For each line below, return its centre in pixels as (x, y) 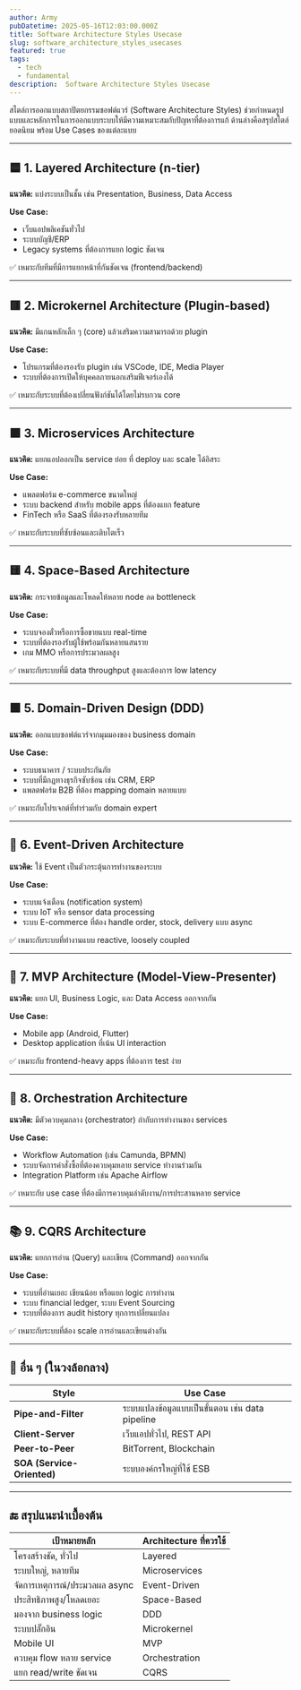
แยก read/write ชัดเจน (56, 1672)
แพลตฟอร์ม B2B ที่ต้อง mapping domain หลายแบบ (104, 790)
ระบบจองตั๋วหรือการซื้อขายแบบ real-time (85, 631)
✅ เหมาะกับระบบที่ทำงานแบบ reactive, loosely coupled (99, 939)
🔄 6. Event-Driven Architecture (97, 845)
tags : (19, 59)
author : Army (34, 17)
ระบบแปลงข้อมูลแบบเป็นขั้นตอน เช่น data (193, 1408)
